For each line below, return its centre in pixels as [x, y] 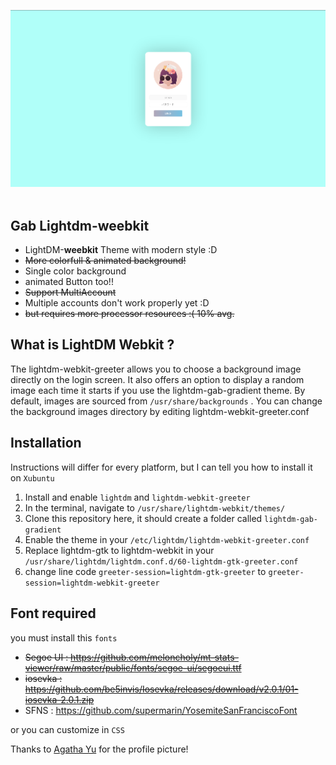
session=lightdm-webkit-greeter [92, 583]
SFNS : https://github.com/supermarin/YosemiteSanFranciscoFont [161, 710]
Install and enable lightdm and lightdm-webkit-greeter [137, 497]
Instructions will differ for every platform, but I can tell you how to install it [161, 467]
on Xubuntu [32, 477]
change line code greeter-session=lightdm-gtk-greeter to [145, 571]
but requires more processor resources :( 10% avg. [129, 314]
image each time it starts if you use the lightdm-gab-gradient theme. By [158, 390]
